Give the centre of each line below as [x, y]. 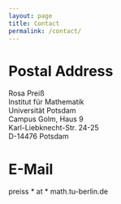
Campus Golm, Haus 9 [46, 119]
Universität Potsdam [42, 111]
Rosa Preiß [26, 93]
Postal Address [61, 71]
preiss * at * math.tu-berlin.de [58, 192]
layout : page [30, 16]
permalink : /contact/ [45, 31]
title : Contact [34, 23]
